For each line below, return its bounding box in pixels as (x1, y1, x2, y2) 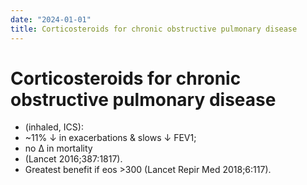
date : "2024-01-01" (10, 14, 92, 25)
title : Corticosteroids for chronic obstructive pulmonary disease (10, 24, 298, 34)
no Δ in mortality (24, 142, 93, 155)
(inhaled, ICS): (24, 121, 84, 133)
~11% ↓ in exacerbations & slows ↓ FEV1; (24, 132, 197, 144)
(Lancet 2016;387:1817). (24, 153, 123, 165)
